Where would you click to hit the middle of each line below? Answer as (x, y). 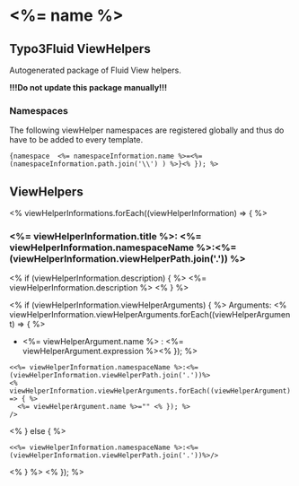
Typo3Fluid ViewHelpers (80, 49)
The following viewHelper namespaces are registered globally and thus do (147, 130)
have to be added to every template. (76, 140)
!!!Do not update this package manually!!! (88, 87)
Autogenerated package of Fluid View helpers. (95, 70)
